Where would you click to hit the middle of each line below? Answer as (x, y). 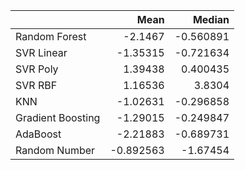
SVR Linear (41, 52)
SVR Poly (37, 69)
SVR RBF (36, 85)
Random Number (55, 150)
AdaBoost (38, 134)
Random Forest (51, 36)
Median (211, 19)
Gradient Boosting (58, 117)
